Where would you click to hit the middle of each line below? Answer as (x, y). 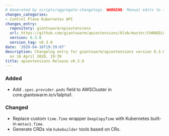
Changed (17, 107)
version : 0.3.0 (26, 38)
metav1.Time (30, 124)
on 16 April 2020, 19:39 (36, 56)
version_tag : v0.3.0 (31, 42)
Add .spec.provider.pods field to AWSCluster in (62, 89)
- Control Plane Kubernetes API (39, 19)
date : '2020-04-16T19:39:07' (36, 47)
